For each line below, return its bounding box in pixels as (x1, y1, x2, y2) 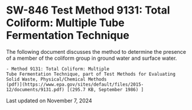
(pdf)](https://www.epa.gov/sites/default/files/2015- (6, 81, 144, 88)
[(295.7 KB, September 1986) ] (67, 86, 144, 92)
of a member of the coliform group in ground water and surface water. (6, 54, 177, 62)
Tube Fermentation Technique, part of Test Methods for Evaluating (6, 71, 176, 77)
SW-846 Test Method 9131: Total (6, 4, 170, 17)
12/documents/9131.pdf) (6, 86, 65, 92)
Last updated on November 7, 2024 (6, 97, 93, 104)
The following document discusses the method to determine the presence (6, 48, 186, 55)
